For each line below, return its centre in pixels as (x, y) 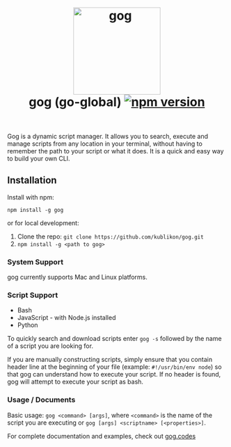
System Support (35, 262)
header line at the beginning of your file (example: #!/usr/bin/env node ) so (114, 367)
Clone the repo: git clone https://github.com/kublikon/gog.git (110, 236)
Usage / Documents (41, 400)
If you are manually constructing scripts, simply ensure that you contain (110, 360)
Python (27, 325)
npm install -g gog (35, 210)
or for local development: (43, 222)
